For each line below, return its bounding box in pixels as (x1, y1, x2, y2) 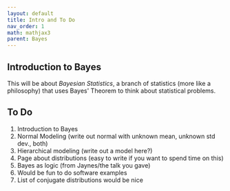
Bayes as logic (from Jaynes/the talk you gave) (17, 161, 151, 169)
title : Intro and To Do (7, 16, 76, 23)
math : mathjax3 (7, 29, 51, 36)
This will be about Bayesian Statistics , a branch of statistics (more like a (7, 79, 211, 87)
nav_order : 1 (7, 23, 45, 30)
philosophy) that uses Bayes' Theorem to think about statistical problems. (7, 87, 216, 95)
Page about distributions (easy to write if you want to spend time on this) (17, 154, 224, 162)
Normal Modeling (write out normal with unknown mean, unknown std (17, 132, 216, 140)
